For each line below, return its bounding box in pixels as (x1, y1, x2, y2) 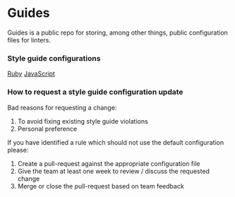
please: (7, 145, 29, 154)
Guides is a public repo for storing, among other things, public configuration (7, 28, 228, 37)
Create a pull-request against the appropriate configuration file (17, 159, 200, 167)
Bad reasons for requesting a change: (7, 103, 117, 112)
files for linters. (7, 35, 52, 44)
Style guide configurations (7, 53, 101, 63)
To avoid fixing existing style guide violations (17, 117, 148, 125)
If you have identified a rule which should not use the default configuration (7, 138, 224, 146)
